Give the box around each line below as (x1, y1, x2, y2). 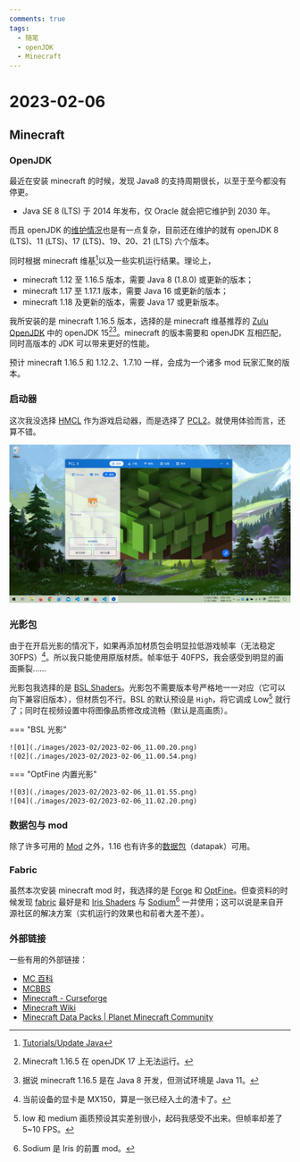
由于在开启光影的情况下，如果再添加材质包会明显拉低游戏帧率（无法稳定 (9, 640, 275, 652)
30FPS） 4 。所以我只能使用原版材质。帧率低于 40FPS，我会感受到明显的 (9, 651, 277, 663)
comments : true (9, 14, 66, 23)
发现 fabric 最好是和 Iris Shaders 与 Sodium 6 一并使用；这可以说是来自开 (16, 895, 284, 907)
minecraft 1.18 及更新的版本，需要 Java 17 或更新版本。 (21, 296, 224, 307)
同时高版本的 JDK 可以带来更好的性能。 (9, 338, 154, 349)
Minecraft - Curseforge (21, 993, 108, 1004)
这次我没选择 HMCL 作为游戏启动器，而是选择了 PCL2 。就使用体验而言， (9, 415, 279, 425)
